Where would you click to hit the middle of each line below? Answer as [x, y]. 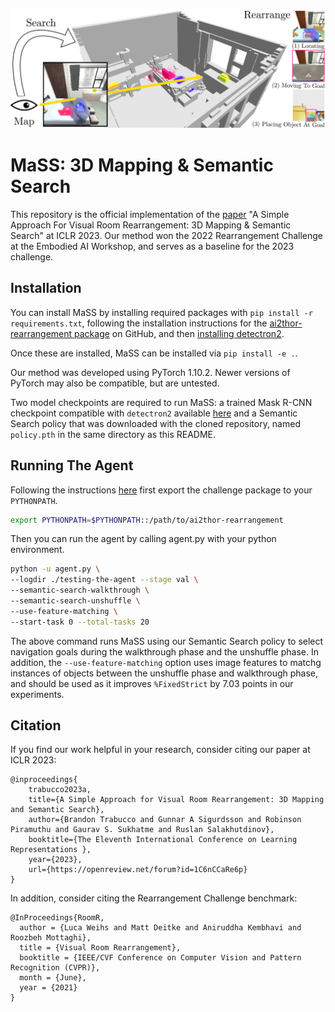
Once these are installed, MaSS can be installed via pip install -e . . [154, 353]
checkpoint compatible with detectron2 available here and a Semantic [154, 413]
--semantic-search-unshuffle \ [75, 601]
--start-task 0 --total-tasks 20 [80, 622]
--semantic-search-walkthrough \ [80, 590]
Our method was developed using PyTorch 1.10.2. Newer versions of [150, 372]
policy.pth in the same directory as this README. [113, 434]
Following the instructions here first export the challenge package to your [161, 490]
